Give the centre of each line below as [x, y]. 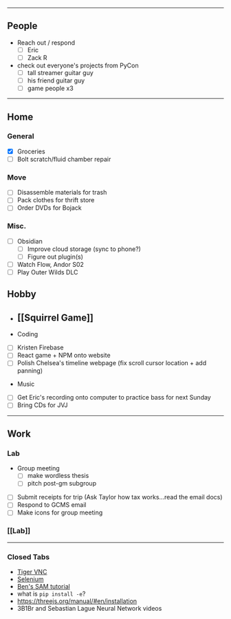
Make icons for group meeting [60, 512]
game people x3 [50, 88]
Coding [27, 334]
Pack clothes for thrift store [56, 200]
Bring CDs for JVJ [42, 405]
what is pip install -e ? [51, 594]
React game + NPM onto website [64, 356]
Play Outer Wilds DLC [47, 272]
